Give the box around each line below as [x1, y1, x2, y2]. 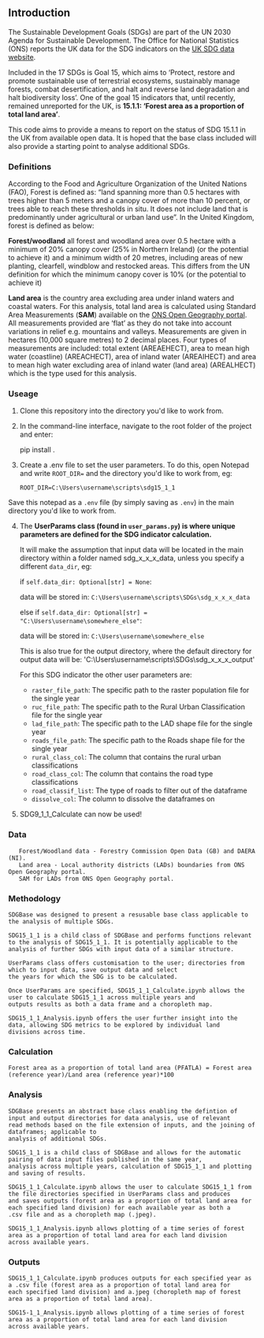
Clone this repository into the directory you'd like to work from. [19, 406, 224, 416]
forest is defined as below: [8, 221, 95, 231]
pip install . [19, 445, 55, 455]
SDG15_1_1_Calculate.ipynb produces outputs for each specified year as [8, 1274, 252, 1282]
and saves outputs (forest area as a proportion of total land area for [8, 1197, 252, 1205]
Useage [8, 388, 39, 400]
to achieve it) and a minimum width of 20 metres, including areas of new [8, 253, 243, 262]
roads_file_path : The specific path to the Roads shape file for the [31, 736, 246, 745]
